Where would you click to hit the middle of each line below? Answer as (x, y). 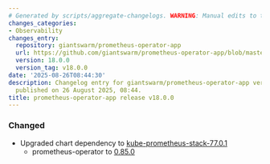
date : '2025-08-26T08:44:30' (57, 75)
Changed (27, 126)
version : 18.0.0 (43, 61)
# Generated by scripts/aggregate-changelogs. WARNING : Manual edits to (133, 16)
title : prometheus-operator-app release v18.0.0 (91, 98)
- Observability (35, 30)
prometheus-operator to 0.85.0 (83, 151)
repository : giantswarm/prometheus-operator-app (98, 46)
